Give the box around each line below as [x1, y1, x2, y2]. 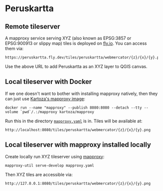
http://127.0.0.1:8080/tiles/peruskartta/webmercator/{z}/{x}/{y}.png [5, 181, 151, 186]
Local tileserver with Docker [5, 77, 92, 86]
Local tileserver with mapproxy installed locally [5, 141, 151, 149]
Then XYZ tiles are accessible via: [5, 172, 73, 177]
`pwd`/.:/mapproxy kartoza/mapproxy [20, 109, 95, 115]
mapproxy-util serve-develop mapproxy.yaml [5, 163, 95, 168]
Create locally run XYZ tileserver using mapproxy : [5, 153, 105, 159]
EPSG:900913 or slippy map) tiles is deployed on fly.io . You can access [5, 40, 147, 46]
